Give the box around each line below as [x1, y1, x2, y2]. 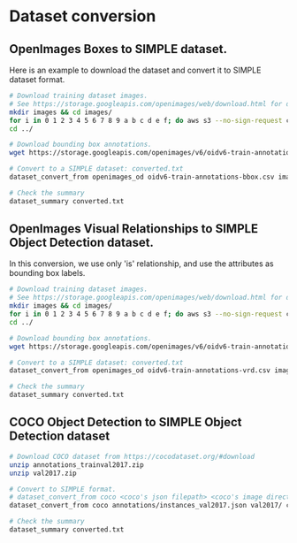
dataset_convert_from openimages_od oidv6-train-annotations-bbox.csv [9, 172, 275, 181]
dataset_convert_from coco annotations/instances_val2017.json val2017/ [9, 501, 283, 510]
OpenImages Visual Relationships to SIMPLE [9, 221, 259, 236]
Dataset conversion [9, 6, 156, 27]
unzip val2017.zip [9, 469, 77, 478]
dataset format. [9, 74, 65, 85]
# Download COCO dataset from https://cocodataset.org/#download [9, 452, 255, 461]
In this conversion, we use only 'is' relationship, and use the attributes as [9, 258, 274, 269]
